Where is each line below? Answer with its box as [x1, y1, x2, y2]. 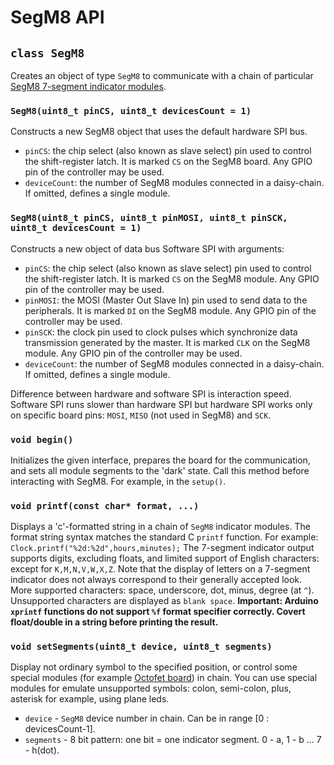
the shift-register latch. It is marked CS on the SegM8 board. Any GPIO [24, 156, 313, 168]
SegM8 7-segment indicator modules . [10, 81, 167, 92]
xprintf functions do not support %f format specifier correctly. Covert [10, 606, 306, 618]
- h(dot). [24, 744, 60, 756]
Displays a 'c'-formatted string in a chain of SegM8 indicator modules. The [10, 521, 311, 533]
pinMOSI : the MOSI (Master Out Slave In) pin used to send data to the [24, 294, 308, 306]
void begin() [10, 434, 74, 445]
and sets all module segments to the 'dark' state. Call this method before [10, 464, 310, 476]
